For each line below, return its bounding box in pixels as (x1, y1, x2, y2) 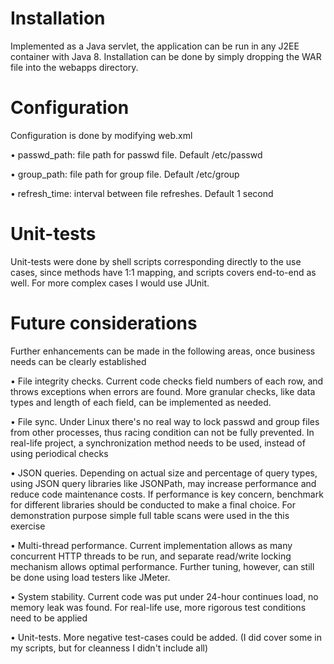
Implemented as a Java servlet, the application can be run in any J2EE (10, 40, 300, 52)
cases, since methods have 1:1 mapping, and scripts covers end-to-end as (10, 266, 317, 278)
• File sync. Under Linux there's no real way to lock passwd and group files (10, 415, 320, 427)
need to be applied (10, 612, 88, 624)
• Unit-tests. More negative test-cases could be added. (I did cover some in (10, 631, 322, 643)
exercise (10, 520, 46, 532)
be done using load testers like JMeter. (10, 571, 171, 583)
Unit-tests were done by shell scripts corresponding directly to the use (10, 255, 302, 267)
